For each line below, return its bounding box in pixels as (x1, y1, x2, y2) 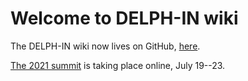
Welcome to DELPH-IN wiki (10, 7, 239, 30)
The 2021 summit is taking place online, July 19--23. (10, 59, 226, 71)
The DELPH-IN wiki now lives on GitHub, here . (10, 40, 201, 52)
